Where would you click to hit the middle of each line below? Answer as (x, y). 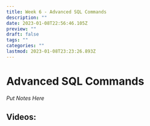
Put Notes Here (25, 98)
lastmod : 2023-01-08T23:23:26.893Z (51, 51)
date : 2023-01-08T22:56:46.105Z (47, 23)
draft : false (23, 35)
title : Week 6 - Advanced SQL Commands (57, 12)
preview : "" (21, 29)
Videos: (21, 117)
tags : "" (17, 40)
